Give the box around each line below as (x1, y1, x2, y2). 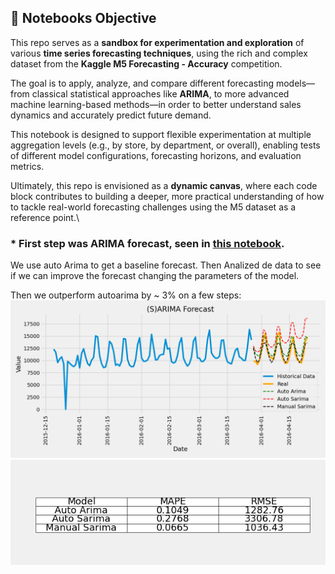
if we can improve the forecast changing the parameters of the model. (10, 270, 300, 282)
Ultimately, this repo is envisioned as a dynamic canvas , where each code (10, 179, 318, 191)
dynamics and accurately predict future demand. (10, 109, 212, 121)
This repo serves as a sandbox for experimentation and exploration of (10, 36, 305, 48)
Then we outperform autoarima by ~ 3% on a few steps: (10, 289, 242, 301)
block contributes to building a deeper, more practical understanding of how (10, 190, 325, 202)
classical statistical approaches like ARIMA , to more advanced (31, 87, 290, 100)
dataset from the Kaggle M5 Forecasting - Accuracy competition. (10, 57, 283, 70)
